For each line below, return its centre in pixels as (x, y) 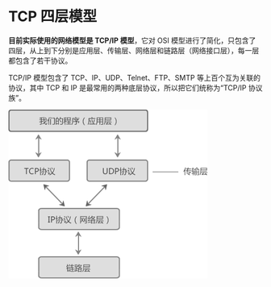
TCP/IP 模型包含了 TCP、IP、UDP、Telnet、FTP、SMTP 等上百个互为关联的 (134, 77)
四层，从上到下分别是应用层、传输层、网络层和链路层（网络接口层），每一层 (134, 50)
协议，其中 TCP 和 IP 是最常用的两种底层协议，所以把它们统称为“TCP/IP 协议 (135, 87)
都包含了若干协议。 (40, 60)
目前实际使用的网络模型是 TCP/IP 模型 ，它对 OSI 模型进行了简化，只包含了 (132, 40)
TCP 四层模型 (53, 17)
